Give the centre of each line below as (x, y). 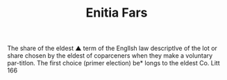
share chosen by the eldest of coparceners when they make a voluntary (110, 56)
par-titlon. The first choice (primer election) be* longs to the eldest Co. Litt (113, 63)
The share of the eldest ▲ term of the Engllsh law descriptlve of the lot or (112, 48)
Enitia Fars (117, 13)
